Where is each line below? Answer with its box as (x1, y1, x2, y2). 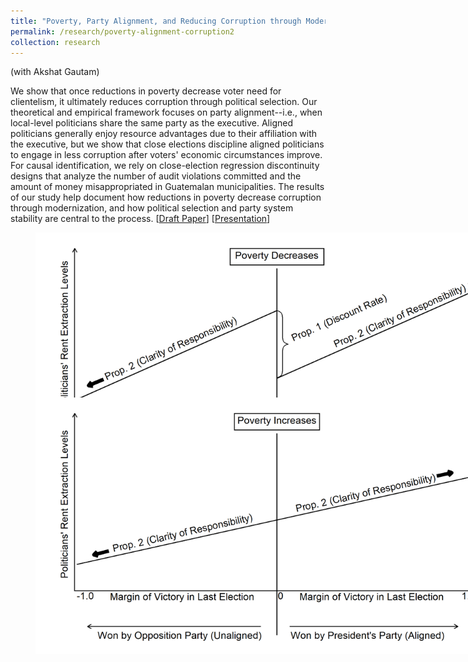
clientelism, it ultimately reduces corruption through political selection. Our (10, 96, 318, 108)
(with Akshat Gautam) (10, 66, 100, 78)
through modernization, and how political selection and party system (10, 202, 294, 214)
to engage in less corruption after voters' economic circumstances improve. (10, 149, 323, 161)
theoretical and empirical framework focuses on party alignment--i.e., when (10, 106, 323, 119)
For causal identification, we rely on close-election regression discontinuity (10, 160, 320, 172)
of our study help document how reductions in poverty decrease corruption (10, 191, 322, 204)
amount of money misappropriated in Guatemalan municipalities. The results (10, 181, 325, 193)
